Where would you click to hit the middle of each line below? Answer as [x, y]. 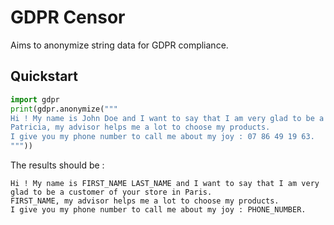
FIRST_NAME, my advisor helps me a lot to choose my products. [145, 201]
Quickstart [44, 76]
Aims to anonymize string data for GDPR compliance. [119, 45]
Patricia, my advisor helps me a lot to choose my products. [140, 127]
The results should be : [57, 165]
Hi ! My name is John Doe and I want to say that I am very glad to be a [167, 118]
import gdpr [35, 99]
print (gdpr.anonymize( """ [64, 109]
